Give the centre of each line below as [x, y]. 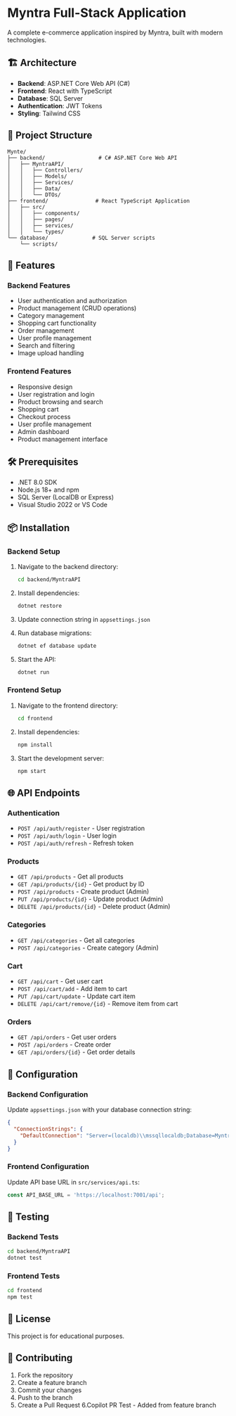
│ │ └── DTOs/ [34, 195]
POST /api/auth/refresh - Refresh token [76, 843]
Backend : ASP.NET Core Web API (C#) [74, 83]
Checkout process [44, 416]
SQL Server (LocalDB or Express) [66, 497]
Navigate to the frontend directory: [67, 706]
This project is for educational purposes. [66, 1336]
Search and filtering [46, 345]
